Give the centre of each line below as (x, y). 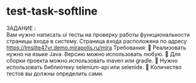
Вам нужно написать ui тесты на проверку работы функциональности (98, 34)
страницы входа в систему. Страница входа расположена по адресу (96, 41)
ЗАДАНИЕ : (21, 28)
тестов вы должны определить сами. (55, 73)
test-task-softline (52, 11)
